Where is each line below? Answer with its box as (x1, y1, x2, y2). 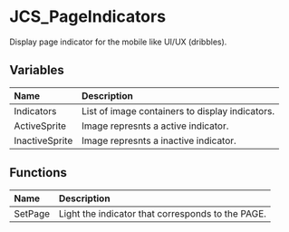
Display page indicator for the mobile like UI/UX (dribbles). (9, 36, 227, 47)
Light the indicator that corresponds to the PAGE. (58, 207, 267, 219)
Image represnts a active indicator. (81, 120, 229, 132)
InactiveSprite (14, 134, 73, 147)
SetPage (14, 207, 51, 219)
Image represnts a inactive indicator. (81, 134, 237, 147)
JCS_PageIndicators (9, 6, 166, 27)
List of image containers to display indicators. (81, 104, 275, 117)
